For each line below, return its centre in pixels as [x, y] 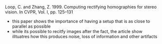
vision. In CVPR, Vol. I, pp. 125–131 [39, 12]
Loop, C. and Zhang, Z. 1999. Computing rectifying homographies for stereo [81, 7]
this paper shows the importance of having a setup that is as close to [81, 21]
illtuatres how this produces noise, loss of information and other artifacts [85, 36]
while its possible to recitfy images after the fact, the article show [77, 31]
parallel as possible [31, 26]
